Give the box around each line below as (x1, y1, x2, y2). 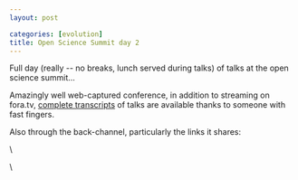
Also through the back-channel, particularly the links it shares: (9, 127, 242, 137)
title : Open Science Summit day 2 (9, 38, 140, 47)
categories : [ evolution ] (9, 29, 103, 39)
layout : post (9, 13, 59, 23)
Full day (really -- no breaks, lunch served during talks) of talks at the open (9, 62, 290, 73)
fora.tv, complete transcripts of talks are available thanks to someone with (9, 99, 286, 110)
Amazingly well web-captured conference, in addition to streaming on (9, 90, 270, 100)
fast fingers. (9, 109, 55, 120)
